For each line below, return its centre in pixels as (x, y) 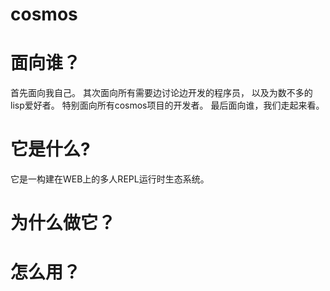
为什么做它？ (63, 223)
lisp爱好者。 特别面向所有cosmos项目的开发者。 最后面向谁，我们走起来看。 (167, 105)
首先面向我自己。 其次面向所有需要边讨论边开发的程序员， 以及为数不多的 (161, 93)
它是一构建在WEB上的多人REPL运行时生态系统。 (110, 179)
